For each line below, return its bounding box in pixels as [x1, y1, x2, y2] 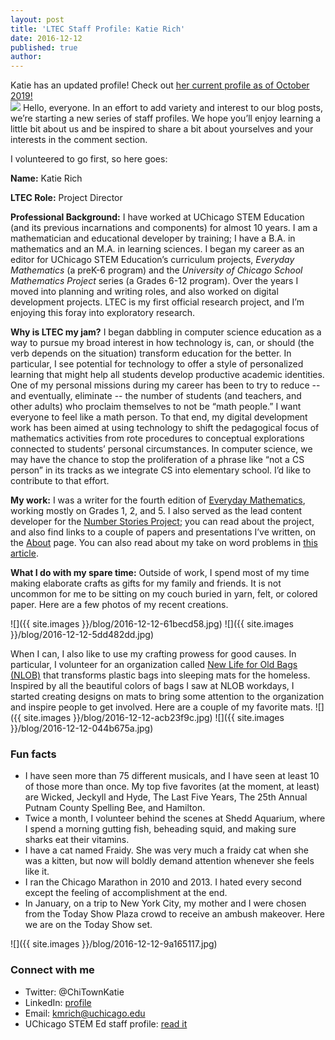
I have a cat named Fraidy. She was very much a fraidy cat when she [24, 844, 309, 856]
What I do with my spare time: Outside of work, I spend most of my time [10, 567, 310, 579]
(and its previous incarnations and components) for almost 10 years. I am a [10, 222, 318, 234]
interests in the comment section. [10, 134, 148, 146]
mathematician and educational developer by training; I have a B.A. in [10, 232, 296, 245]
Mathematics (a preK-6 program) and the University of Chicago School [10, 264, 303, 276]
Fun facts [10, 747, 57, 761]
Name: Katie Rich [10, 172, 83, 185]
